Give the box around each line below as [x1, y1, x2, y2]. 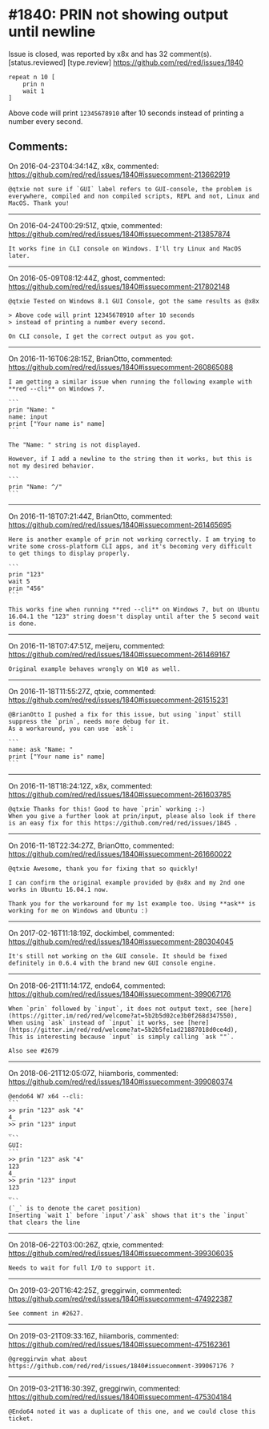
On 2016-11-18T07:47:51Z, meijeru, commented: [8, 640, 166, 650]
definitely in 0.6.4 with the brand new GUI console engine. [8, 959, 217, 967]
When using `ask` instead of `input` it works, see [8, 1018, 184, 1026]
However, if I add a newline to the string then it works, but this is [8, 455, 252, 463]
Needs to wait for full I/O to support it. [8, 1263, 156, 1272]
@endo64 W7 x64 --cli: [8, 1092, 84, 1100]
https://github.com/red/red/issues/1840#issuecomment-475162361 [8, 1339, 231, 1349]
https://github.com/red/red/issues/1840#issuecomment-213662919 [8, 170, 231, 179]
